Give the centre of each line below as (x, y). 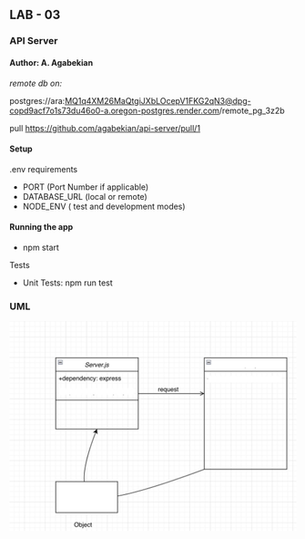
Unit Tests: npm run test (68, 283)
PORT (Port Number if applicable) (86, 187)
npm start (41, 247)
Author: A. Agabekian (51, 62)
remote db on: (36, 83)
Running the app (41, 227)
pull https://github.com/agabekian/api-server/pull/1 (105, 128)
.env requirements (44, 169)
